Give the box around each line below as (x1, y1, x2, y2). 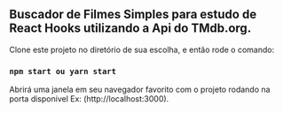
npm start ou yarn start (9, 66, 117, 76)
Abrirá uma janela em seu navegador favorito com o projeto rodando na (9, 84, 271, 95)
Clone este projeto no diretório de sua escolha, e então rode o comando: (9, 44, 275, 55)
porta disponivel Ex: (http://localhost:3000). (9, 94, 169, 104)
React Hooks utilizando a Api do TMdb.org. (9, 21, 252, 36)
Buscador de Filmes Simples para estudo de (9, 7, 257, 22)
